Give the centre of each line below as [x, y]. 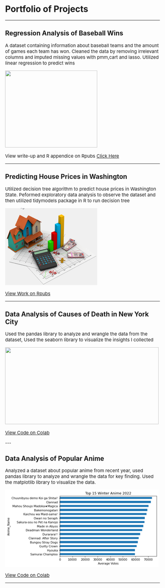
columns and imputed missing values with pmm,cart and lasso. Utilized [82, 57]
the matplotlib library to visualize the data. [51, 482]
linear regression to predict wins [40, 63]
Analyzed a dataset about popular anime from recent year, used [74, 471]
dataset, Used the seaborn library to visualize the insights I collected [79, 340]
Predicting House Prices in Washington [66, 177]
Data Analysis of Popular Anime [55, 458]
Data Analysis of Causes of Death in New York [77, 314]
